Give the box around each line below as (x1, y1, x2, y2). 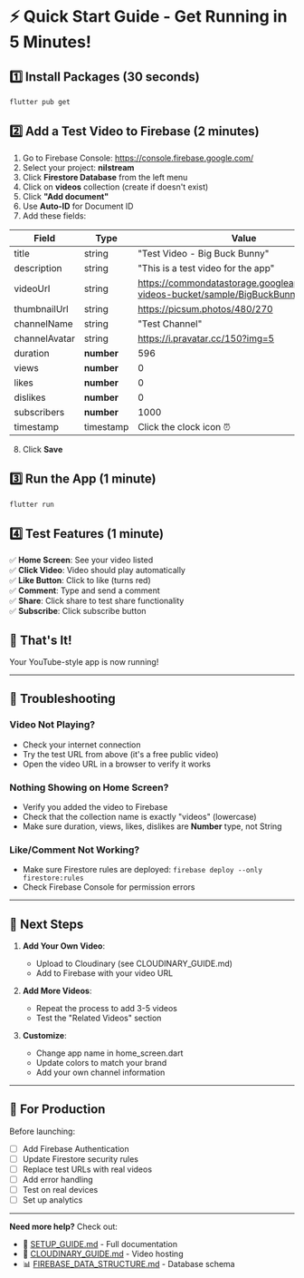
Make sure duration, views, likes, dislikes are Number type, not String (22, 821, 282, 832)
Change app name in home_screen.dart (35, 1048, 184, 1058)
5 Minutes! (9, 32, 92, 53)
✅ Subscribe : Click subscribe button (9, 606, 147, 617)
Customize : (22, 1030, 67, 1041)
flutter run (9, 500, 54, 509)
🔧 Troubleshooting (9, 691, 116, 707)
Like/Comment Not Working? (9, 844, 140, 856)
